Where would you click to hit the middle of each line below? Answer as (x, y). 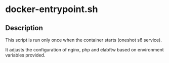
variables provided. (25, 55)
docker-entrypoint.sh (52, 9)
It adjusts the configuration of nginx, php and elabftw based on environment (85, 50)
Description (24, 28)
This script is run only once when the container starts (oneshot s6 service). (83, 40)
